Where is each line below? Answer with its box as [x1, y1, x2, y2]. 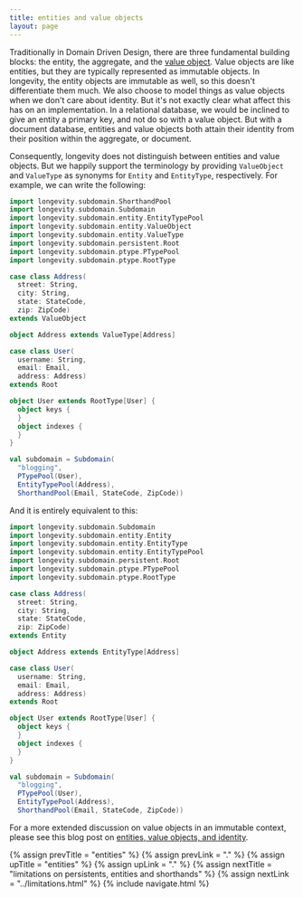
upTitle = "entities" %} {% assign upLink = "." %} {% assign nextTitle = [9, 858, 273, 869]
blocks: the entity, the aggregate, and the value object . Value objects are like [9, 56, 295, 67]
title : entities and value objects [9, 13, 144, 23]
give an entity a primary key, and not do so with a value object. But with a [9, 114, 282, 125]
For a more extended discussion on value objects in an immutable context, [9, 822, 287, 833]
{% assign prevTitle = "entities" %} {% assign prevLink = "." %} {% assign [9, 849, 285, 860]
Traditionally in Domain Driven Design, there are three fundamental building [9, 46, 290, 57]
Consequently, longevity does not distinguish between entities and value [9, 150, 280, 161]
